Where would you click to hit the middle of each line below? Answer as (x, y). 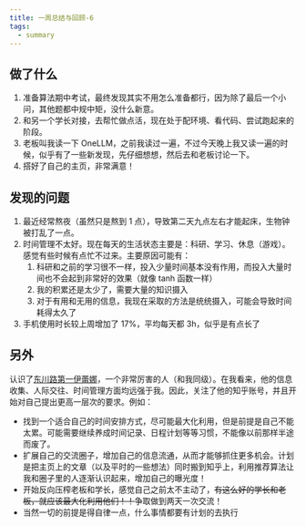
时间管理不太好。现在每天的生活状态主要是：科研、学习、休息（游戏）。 (156, 244)
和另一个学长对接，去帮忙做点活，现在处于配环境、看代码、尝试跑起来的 (158, 120)
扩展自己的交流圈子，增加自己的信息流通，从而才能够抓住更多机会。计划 (158, 455)
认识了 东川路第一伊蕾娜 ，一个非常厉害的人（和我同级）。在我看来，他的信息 (151, 378)
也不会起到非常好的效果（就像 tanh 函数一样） (131, 278)
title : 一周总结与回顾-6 (51, 18)
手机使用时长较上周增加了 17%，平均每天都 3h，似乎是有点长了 (141, 324)
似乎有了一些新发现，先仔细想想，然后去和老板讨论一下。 (147, 155)
